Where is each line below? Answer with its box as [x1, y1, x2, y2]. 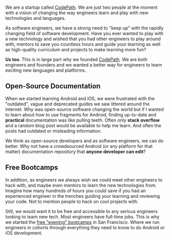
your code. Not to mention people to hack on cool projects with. [5, 198, 139, 204]
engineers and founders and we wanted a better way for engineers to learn [5, 62, 162, 68]
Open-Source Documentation [5, 82, 100, 91]
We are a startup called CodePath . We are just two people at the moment [5, 5, 158, 10]
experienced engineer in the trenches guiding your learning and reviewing [5, 193, 160, 199]
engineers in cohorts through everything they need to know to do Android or [5, 224, 165, 230]
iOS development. [5, 230, 43, 236]
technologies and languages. [5, 15, 66, 21]
